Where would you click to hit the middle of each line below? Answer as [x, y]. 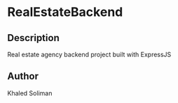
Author [23, 76]
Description [33, 38]
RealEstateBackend [65, 12]
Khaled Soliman [30, 93]
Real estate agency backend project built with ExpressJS [89, 54]
